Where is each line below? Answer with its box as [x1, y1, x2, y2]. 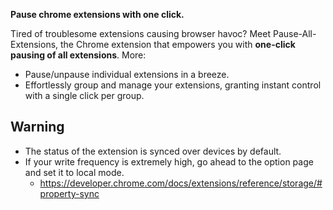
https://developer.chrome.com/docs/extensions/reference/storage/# [39, 177, 323, 189]
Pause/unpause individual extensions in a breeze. [24, 69, 230, 80]
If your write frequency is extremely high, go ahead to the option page [24, 155, 314, 168]
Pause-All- [272, 28, 317, 39]
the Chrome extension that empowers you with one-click [60, 39, 296, 50]
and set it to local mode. [24, 166, 125, 178]
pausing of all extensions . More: [10, 49, 147, 61]
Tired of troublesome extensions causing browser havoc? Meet [10, 28, 272, 39]
